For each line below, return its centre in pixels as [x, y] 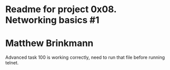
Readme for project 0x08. [61, 9]
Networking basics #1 [52, 20]
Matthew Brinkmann [49, 43]
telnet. [12, 63]
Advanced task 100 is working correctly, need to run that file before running [85, 57]
